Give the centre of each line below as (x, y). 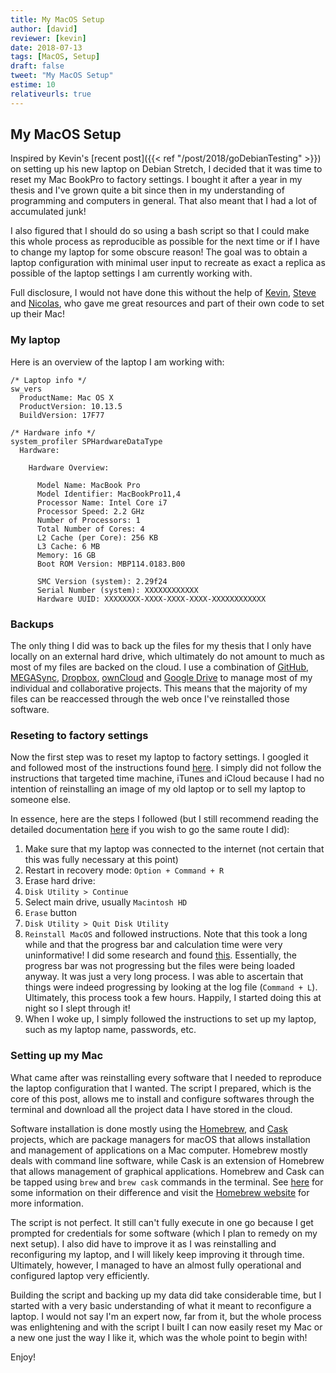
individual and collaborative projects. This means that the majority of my (159, 688)
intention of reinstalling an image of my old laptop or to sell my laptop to (158, 789)
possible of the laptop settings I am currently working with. (131, 273)
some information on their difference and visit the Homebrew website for (160, 1192)
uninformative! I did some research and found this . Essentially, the (160, 955)
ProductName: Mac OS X (66, 397)
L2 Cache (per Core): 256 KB (97, 537)
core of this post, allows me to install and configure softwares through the (162, 1098)
